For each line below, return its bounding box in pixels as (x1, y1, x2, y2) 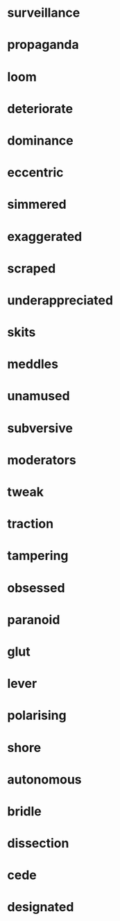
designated (7, 899, 74, 915)
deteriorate (7, 101, 74, 117)
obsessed (7, 580, 65, 596)
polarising (7, 707, 67, 723)
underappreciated (7, 292, 113, 308)
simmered (7, 197, 67, 212)
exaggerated (7, 228, 83, 244)
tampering (7, 548, 69, 563)
